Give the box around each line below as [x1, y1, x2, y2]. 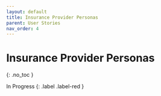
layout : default [6, 8, 47, 15]
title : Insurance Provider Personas [6, 14, 98, 20]
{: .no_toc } [6, 71, 34, 79]
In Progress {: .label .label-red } [6, 83, 84, 90]
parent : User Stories [6, 20, 61, 26]
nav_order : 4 [6, 25, 39, 32]
